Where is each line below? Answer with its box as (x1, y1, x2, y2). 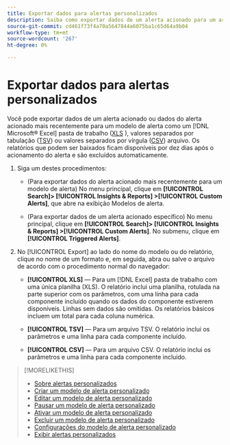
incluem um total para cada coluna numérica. (27, 311, 155, 320)
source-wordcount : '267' (7, 36, 78, 42)
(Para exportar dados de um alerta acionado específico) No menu (27, 212, 213, 220)
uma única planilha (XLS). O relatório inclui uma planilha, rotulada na (27, 282, 220, 291)
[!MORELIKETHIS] (23, 366, 75, 374)
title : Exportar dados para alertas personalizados (7, 10, 157, 17)
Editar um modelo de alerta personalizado (34, 394, 153, 402)
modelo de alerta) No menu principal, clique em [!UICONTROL (27, 184, 203, 192)
